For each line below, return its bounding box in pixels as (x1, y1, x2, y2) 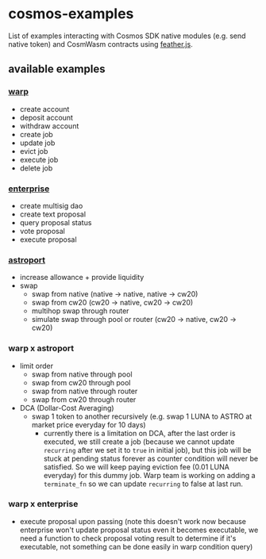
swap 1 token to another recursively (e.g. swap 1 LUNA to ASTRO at (31, 412, 253, 421)
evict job (19, 146, 48, 155)
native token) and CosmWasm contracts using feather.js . (8, 39, 193, 48)
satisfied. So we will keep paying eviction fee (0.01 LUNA (43, 461, 230, 472)
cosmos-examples (8, 5, 134, 23)
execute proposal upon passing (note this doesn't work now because (19, 516, 246, 526)
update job (19, 138, 56, 147)
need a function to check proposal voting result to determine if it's (19, 533, 237, 543)
